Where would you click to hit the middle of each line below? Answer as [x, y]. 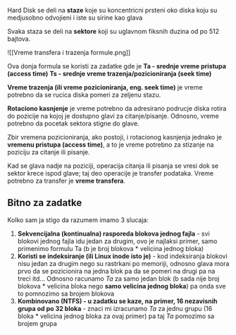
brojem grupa [37, 323]
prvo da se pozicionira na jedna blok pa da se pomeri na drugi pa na [116, 271]
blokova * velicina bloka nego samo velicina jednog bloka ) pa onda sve [122, 286]
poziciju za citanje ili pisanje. [49, 152]
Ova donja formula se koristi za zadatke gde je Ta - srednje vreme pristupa [117, 66]
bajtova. [19, 39]
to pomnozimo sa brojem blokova [66, 293]
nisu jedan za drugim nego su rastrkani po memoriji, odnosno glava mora [123, 263]
